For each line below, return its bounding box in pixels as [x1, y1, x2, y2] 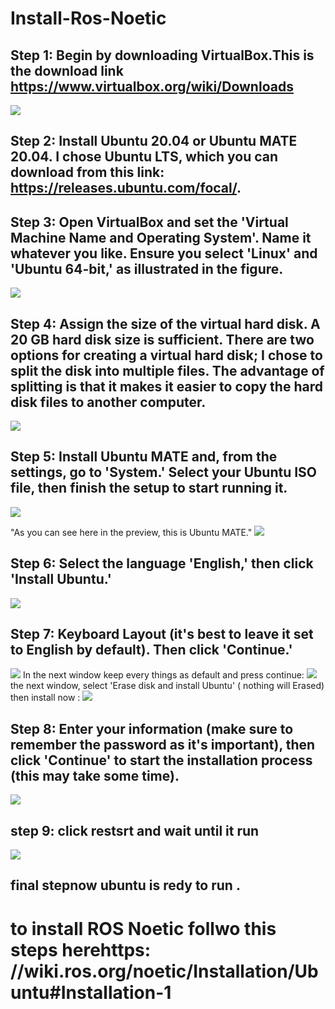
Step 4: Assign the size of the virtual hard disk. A [10, 315, 321, 332]
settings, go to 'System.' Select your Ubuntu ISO [10, 464, 318, 481]
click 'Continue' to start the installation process [10, 752, 313, 769]
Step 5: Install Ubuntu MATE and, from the [10, 448, 278, 466]
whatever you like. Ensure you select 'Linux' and [10, 245, 318, 262]
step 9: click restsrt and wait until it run [10, 822, 260, 839]
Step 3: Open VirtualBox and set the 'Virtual [10, 213, 289, 231]
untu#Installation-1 [10, 981, 172, 1004]
